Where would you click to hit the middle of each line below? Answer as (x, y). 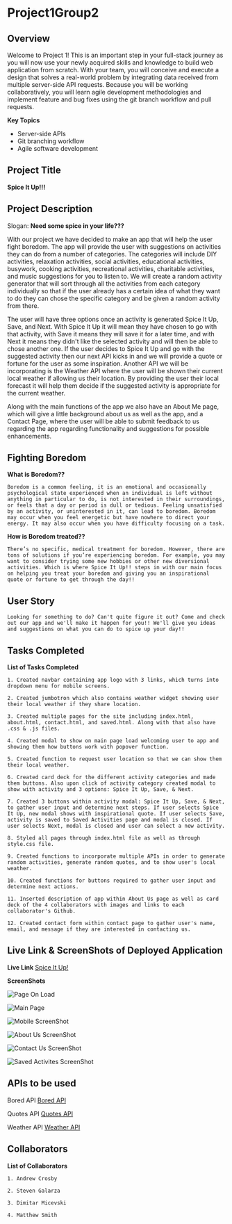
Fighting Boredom (47, 458)
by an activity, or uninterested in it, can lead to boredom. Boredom (111, 512)
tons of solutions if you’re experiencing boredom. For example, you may (116, 555)
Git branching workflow (51, 141)
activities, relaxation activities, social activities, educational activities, (106, 261)
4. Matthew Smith (32, 1215)
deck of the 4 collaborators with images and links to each (96, 905)
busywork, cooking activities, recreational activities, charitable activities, (111, 268)
